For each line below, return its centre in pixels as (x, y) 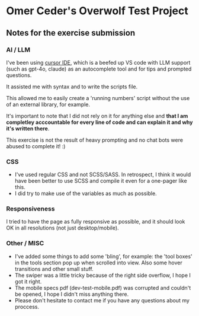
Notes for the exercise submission (71, 33)
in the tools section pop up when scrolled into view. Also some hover (98, 263)
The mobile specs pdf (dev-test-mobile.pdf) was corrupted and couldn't (103, 288)
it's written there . (28, 128)
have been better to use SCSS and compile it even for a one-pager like (101, 181)
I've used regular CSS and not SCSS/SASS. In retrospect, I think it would (103, 175)
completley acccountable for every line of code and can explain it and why (99, 122)
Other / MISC (25, 243)
